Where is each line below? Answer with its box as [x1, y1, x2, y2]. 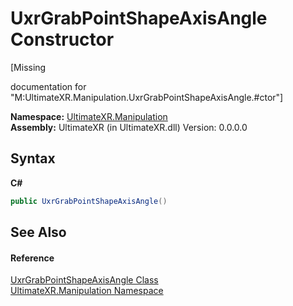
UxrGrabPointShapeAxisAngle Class [10, 274, 159, 286]
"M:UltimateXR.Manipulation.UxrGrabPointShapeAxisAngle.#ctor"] [10, 91, 284, 103]
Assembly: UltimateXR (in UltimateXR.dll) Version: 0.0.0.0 [10, 121, 248, 133]
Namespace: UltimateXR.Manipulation [10, 110, 168, 122]
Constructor [10, 28, 115, 51]
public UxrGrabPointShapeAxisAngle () [10, 196, 168, 206]
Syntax [10, 150, 56, 167]
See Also [10, 224, 67, 241]
